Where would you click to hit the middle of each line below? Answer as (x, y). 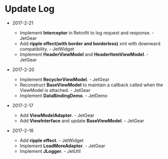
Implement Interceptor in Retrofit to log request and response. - (87, 33)
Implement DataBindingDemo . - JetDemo (64, 96)
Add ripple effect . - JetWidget (52, 140)
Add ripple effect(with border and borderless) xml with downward (90, 43)
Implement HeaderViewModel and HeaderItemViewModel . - (84, 54)
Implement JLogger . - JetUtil (50, 151)
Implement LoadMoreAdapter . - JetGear (62, 146)
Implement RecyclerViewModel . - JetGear (65, 79)
